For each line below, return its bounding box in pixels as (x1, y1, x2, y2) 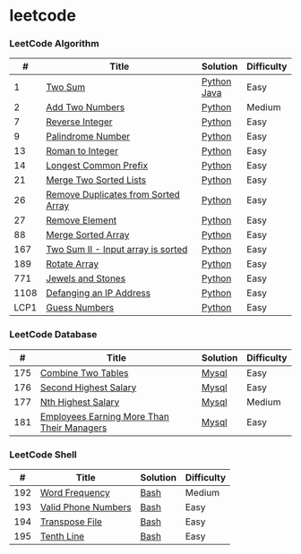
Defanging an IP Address (46, 287, 150, 300)
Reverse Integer (46, 115, 113, 128)
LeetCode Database (9, 328, 98, 341)
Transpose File (39, 516, 103, 528)
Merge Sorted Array (46, 229, 130, 242)
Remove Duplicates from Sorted (46, 189, 181, 201)
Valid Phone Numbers (39, 501, 132, 514)
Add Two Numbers (46, 101, 125, 114)
